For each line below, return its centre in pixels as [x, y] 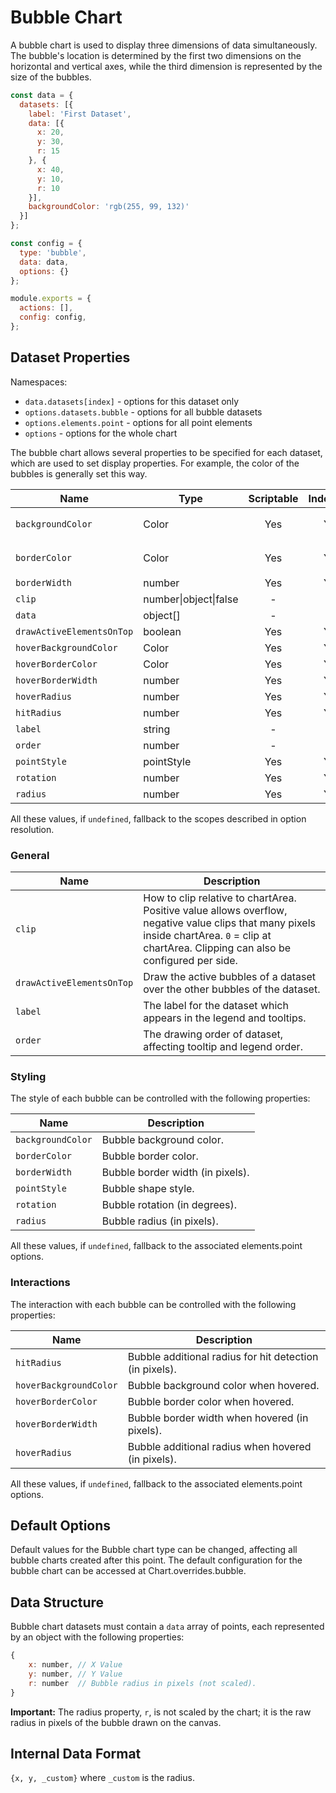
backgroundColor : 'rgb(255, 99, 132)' [109, 207]
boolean [162, 631]
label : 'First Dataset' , [80, 114]
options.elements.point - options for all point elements [138, 422]
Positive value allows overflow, [215, 911]
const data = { [42, 95]
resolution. [32, 829]
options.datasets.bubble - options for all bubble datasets [143, 412]
